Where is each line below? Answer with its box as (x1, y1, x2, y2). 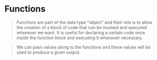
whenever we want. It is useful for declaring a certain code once (16, 30, 145, 35)
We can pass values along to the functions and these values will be (16, 44, 151, 50)
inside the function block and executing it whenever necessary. (16, 35, 143, 41)
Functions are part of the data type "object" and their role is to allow (16, 19, 153, 25)
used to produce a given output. (16, 49, 81, 55)
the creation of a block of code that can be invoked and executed (16, 24, 147, 30)
